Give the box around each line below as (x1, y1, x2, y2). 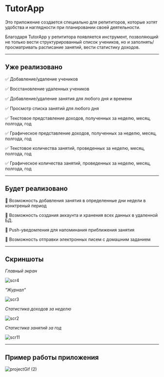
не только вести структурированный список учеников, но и (5, 39, 130, 45)
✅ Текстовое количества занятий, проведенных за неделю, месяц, (5, 145, 145, 151)
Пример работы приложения (5, 353, 99, 361)
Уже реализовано (5, 63, 62, 71)
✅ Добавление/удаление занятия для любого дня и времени (5, 95, 132, 101)
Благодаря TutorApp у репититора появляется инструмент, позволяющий (5, 34, 159, 40)
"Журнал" (5, 287, 26, 293)
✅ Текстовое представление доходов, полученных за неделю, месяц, (5, 115, 151, 121)
